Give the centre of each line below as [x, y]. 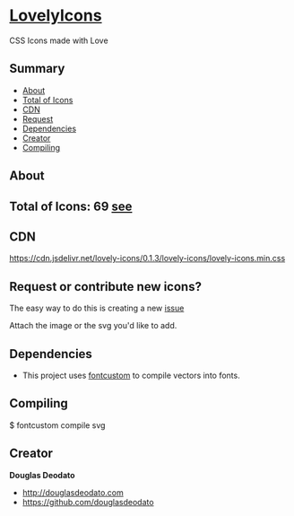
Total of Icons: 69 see [71, 206]
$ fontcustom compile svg [57, 425]
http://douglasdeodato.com [73, 492]
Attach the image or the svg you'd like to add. [93, 326]
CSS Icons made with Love [59, 40]
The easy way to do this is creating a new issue [97, 308]
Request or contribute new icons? [105, 287]
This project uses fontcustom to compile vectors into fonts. [131, 375]
